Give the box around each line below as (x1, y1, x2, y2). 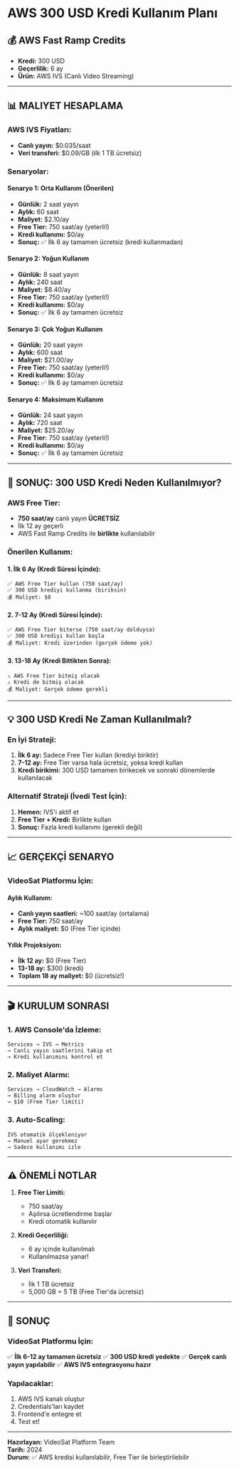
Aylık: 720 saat (17, 419, 63, 427)
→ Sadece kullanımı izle (7, 1143, 81, 1150)
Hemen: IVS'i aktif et (17, 807, 80, 816)
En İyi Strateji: (7, 735, 57, 745)
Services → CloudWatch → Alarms (7, 1086, 103, 1094)
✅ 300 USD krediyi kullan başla (7, 632, 105, 640)
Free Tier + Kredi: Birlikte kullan (17, 815, 112, 824)
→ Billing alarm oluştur (7, 1092, 81, 1099)
